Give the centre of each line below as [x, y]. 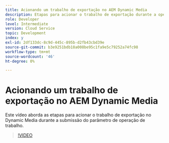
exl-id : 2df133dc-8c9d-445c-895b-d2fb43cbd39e [55, 43]
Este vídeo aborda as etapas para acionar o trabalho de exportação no [78, 115]
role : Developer [22, 19]
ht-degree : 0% [20, 61]
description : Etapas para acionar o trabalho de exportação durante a [81, 15]
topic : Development [26, 33]
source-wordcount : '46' [30, 56]
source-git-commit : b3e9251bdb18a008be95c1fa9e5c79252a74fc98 [72, 47]
